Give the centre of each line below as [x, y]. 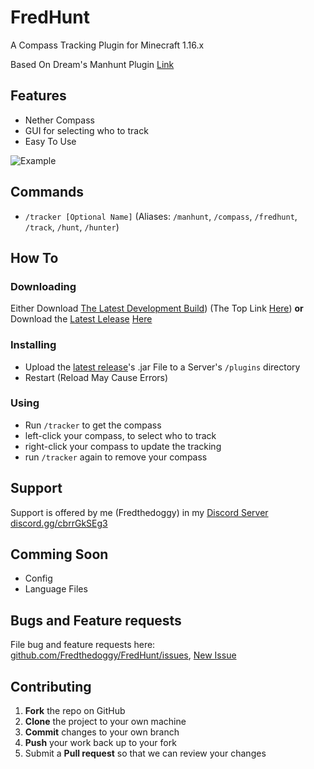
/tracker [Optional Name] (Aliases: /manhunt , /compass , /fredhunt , [161, 216]
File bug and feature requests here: [83, 645]
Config [38, 578]
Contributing [51, 686]
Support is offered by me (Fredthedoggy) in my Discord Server [139, 512]
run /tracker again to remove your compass [116, 457]
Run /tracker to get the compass [93, 425]
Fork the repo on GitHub [75, 711]
